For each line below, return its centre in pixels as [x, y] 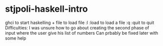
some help [16, 38]
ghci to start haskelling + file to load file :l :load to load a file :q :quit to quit [80, 23]
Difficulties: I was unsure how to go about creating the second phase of [77, 27]
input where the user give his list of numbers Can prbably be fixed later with [81, 33]
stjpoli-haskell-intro [47, 9]
